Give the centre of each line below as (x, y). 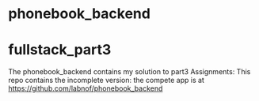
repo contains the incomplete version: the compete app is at (106, 80)
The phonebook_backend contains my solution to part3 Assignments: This (129, 72)
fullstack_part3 (60, 50)
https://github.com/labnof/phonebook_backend (86, 88)
